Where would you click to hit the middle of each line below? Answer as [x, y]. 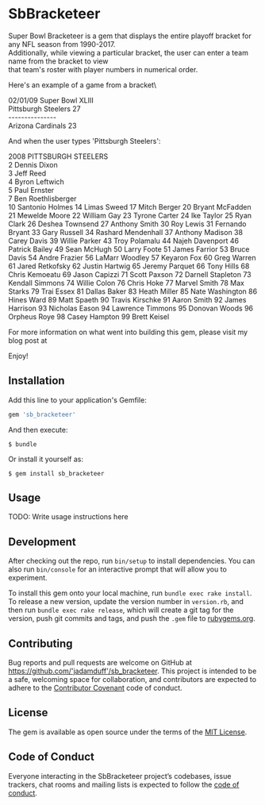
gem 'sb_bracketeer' [42, 414]
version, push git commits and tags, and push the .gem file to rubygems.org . [132, 618]
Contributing [40, 643]
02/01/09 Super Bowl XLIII [51, 100]
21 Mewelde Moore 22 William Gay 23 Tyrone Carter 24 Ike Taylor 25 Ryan [130, 215]
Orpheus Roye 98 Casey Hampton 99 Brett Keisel [89, 316]
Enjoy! [19, 356]
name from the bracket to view [58, 61]
